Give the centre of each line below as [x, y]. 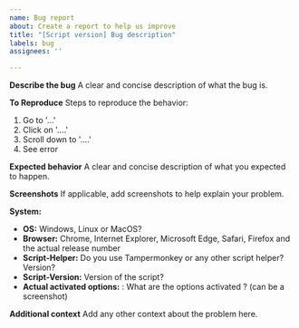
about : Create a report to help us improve [93, 26]
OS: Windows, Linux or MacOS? [82, 229]
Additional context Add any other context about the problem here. [134, 314]
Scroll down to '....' [57, 140]
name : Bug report [42, 18]
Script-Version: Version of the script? [93, 277]
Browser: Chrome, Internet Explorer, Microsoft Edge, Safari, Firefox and [156, 239]
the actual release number [71, 248]
